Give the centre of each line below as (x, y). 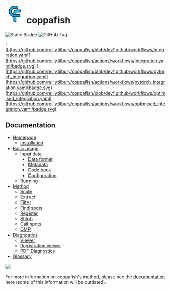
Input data (31, 154)
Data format (40, 159)
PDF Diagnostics (38, 251)
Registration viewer (40, 245)
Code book (39, 170)
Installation (32, 143)
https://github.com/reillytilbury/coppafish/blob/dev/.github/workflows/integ (85, 49)
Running (29, 181)
